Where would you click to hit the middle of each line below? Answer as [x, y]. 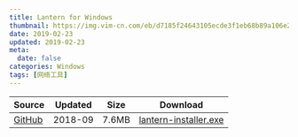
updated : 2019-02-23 [47, 42]
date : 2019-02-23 [41, 34]
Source [29, 104]
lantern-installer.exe [181, 119]
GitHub [28, 119]
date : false [39, 58]
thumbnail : [29, 26]
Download [181, 104]
